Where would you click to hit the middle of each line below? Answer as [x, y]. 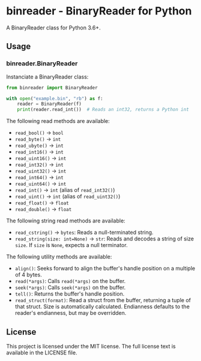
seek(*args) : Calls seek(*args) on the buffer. [70, 288]
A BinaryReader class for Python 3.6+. [53, 28]
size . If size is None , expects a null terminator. [71, 245]
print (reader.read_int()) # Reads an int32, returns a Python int [103, 110]
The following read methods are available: [58, 121]
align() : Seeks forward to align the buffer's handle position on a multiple [105, 269]
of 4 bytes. [28, 275]
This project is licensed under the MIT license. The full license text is [91, 346]
